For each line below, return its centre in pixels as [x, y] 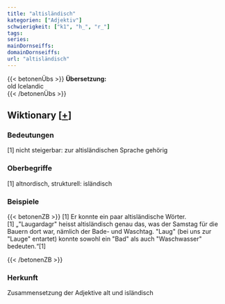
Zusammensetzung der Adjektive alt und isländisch [81, 293]
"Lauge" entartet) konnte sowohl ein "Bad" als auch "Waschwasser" [105, 239]
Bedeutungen [31, 135]
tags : [15, 33]
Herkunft [23, 278]
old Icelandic [25, 86]
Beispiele [23, 201]
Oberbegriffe [30, 168]
